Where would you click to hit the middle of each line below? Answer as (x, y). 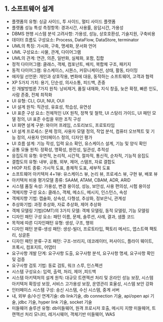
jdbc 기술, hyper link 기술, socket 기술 (55, 302)
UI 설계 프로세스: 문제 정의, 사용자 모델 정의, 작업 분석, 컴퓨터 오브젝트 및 (81, 131)
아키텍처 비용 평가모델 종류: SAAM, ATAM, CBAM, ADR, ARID (71, 180)
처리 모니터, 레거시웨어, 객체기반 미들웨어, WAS (70, 314)
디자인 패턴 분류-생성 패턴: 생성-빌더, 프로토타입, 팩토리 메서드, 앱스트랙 (80, 229)
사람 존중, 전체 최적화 (32, 95)
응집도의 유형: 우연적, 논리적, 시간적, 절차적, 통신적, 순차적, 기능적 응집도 (80, 156)
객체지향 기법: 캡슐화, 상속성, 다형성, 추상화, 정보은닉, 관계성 (69, 198)
